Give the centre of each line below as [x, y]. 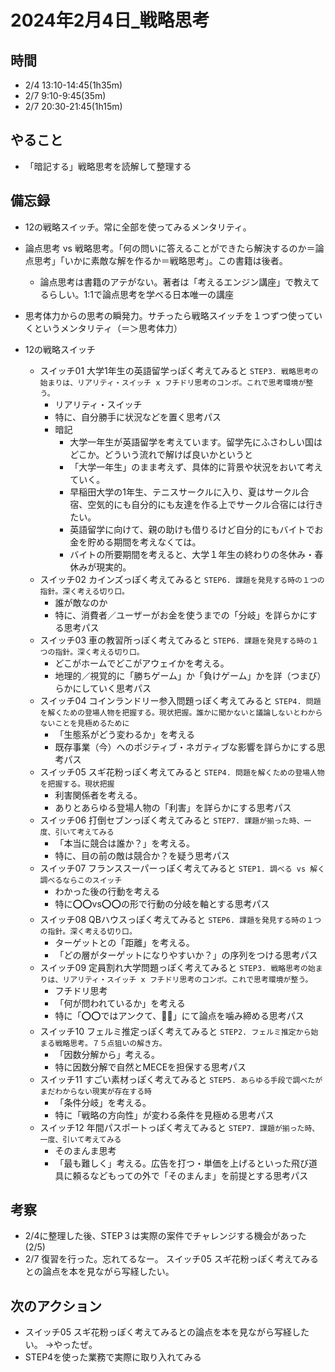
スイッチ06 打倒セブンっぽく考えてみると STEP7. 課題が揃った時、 [172, 820]
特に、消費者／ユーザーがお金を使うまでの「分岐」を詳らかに [181, 615]
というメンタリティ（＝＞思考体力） [108, 328]
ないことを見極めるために [84, 723]
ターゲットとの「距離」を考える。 [124, 942]
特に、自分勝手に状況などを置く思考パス [138, 417]
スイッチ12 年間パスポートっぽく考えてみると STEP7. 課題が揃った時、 [179, 1127]
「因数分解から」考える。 [107, 1054]
